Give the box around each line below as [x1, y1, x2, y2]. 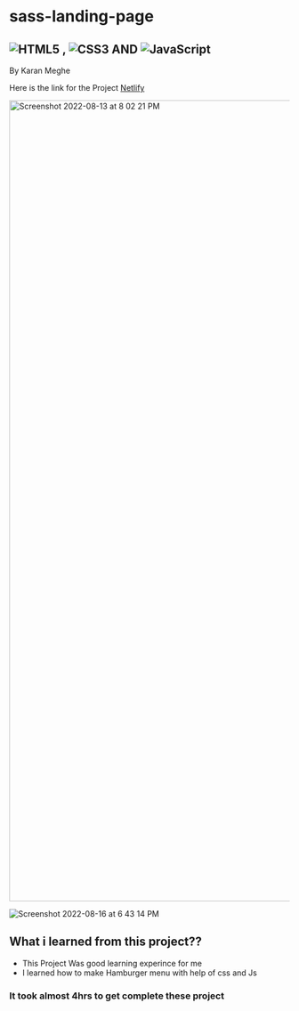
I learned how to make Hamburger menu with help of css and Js [21, 967, 258, 978]
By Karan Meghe [9, 65, 71, 76]
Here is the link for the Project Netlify [9, 83, 145, 93]
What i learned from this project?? [9, 934, 203, 950]
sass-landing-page [9, 6, 154, 27]
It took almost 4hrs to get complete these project [9, 990, 225, 1002]
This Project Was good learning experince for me [21, 958, 203, 968]
